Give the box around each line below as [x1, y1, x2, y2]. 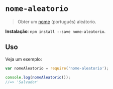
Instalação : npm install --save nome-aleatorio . [5, 28, 106, 34]
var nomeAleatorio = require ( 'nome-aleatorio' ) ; [5, 65, 109, 71]
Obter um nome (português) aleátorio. [17, 18, 96, 24]
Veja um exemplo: [5, 56, 42, 62]
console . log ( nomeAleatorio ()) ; [5, 74, 71, 80]
